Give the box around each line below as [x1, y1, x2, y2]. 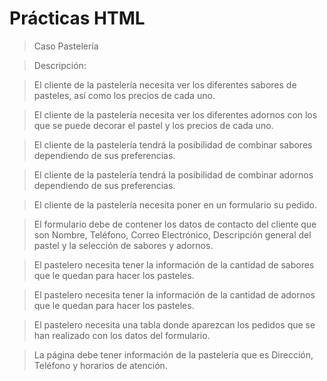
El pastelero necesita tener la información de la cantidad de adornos [33, 288, 316, 301]
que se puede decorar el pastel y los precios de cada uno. [33, 119, 274, 131]
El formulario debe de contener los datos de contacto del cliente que [33, 218, 317, 230]
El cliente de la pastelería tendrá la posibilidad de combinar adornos [33, 168, 314, 181]
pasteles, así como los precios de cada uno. [33, 89, 216, 101]
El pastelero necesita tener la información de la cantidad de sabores [33, 258, 315, 271]
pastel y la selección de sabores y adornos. [33, 239, 214, 251]
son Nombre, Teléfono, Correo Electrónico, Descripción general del [33, 228, 312, 241]
